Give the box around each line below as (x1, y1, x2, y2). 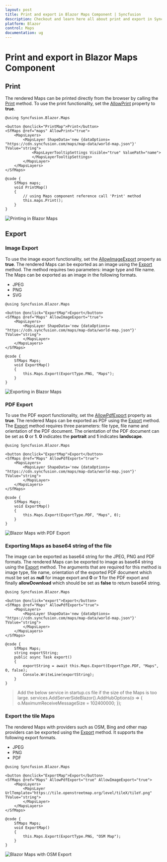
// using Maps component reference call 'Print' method (23, 194, 141, 199)
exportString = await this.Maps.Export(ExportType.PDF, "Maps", (23, 664, 159, 669)
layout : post (5, 7, 32, 12)
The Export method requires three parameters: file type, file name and (5, 423, 149, 429)
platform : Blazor (5, 21, 41, 26)
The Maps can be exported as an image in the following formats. (5, 272, 138, 278)
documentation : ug (5, 30, 43, 35)
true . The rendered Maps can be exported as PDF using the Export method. (5, 417, 161, 423)
